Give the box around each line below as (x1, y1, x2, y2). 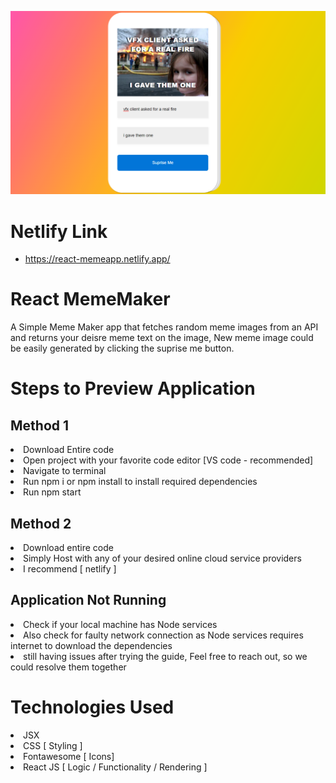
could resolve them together (10, 661, 127, 673)
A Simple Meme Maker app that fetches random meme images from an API (10, 321, 319, 333)
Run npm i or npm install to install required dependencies (23, 476, 258, 488)
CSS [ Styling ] (23, 739, 83, 751)
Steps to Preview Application (10, 377, 256, 400)
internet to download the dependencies (10, 639, 173, 651)
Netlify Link (10, 220, 108, 243)
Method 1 (10, 417, 70, 434)
